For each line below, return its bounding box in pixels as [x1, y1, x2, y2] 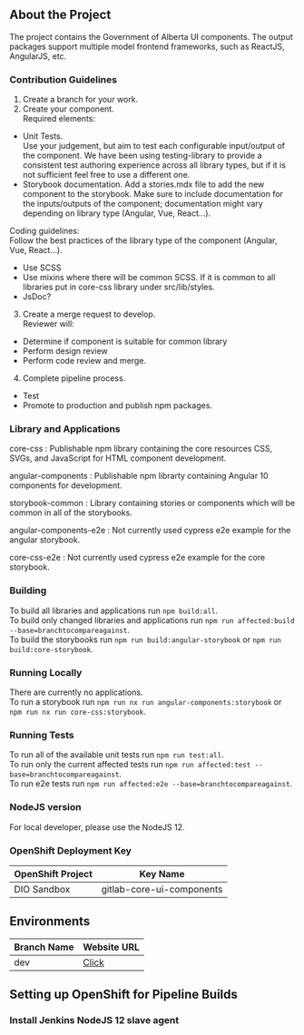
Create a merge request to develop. [22, 308, 156, 320]
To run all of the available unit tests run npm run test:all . [9, 749, 224, 760]
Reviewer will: [22, 318, 74, 329]
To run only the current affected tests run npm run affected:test [9, 759, 251, 770]
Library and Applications [9, 423, 121, 435]
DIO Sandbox [14, 883, 71, 895]
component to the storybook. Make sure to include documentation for [22, 189, 284, 200]
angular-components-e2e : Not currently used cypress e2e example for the [9, 525, 291, 536]
